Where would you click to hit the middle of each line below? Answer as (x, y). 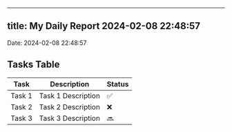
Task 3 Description (69, 118)
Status (118, 84)
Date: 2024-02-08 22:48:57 (47, 43)
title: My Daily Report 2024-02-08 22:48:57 (104, 26)
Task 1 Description (69, 95)
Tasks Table (33, 65)
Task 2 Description (69, 106)
